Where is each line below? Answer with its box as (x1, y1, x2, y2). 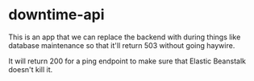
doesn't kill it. (8, 64, 53, 74)
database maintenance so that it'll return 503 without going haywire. (8, 40, 235, 50)
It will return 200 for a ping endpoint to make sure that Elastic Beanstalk (8, 56, 246, 66)
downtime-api (8, 6, 105, 24)
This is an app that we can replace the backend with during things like (8, 32, 241, 42)
